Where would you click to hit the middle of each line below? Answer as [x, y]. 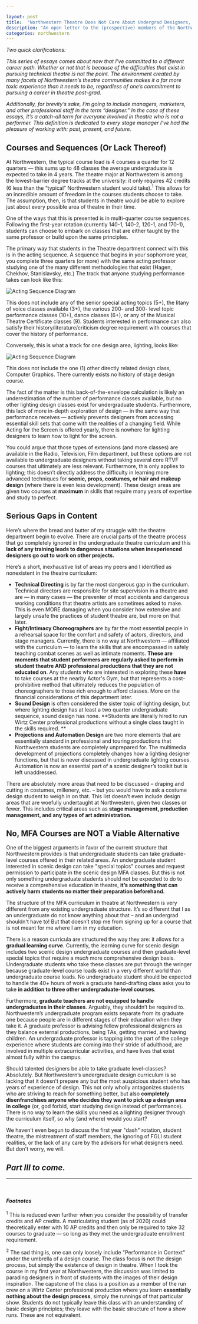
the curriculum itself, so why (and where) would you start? [77, 1119]
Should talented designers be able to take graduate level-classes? [86, 1069]
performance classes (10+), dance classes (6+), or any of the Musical [91, 315]
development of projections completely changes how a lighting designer [102, 753]
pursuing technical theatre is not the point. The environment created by [93, 74]
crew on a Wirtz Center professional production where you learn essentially [99, 1290]
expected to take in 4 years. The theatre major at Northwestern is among [95, 174]
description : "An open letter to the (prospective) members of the [91, 28]
